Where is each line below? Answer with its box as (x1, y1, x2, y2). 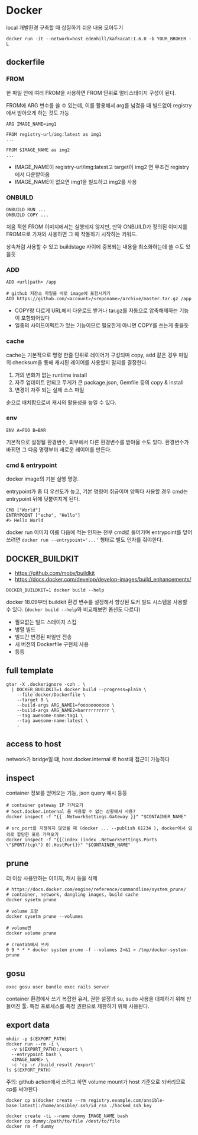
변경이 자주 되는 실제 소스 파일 (14, 386, 85, 393)
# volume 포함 (6, 908, 38, 914)
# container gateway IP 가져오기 (6, 802, 84, 809)
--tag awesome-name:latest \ (17, 717, 89, 724)
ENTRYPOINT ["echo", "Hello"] (6, 513, 81, 519)
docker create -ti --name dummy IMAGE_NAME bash (6, 1113, 128, 1119)
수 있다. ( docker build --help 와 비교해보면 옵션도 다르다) (6, 606, 141, 613)
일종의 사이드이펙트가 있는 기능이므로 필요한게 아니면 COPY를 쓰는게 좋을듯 (14, 322, 189, 329)
